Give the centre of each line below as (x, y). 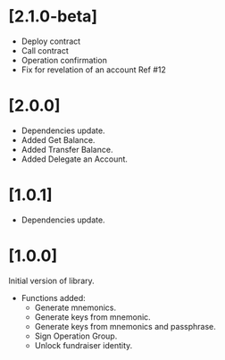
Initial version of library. (51, 280)
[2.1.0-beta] (53, 17)
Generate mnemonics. (75, 307)
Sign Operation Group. (76, 336)
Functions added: (53, 297)
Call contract (45, 50)
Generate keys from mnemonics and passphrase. (125, 326)
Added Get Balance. (58, 139)
